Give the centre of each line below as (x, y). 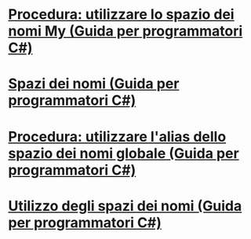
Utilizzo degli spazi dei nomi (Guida (125, 206)
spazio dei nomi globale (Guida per (124, 153)
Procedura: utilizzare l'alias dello (117, 136)
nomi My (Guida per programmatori (125, 31)
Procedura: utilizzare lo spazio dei (121, 15)
